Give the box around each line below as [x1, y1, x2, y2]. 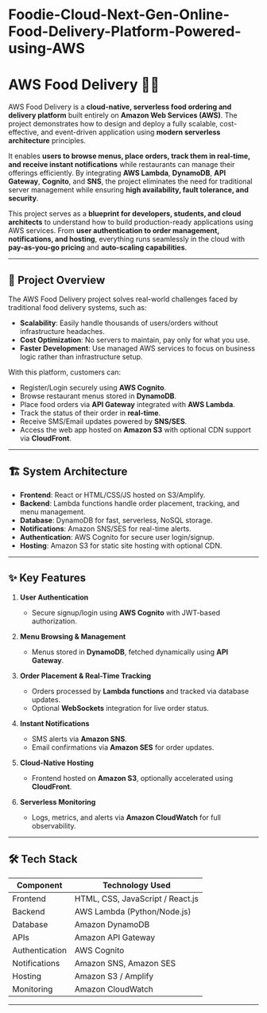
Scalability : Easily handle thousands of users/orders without [19, 318, 219, 328]
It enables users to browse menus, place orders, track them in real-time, [8, 151, 250, 161]
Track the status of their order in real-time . [19, 408, 161, 417]
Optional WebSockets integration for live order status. [31, 703, 209, 712]
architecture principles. [8, 136, 86, 146]
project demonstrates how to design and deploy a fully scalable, [8, 119, 219, 129]
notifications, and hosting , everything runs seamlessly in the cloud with [8, 235, 246, 244]
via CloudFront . [19, 433, 72, 443]
